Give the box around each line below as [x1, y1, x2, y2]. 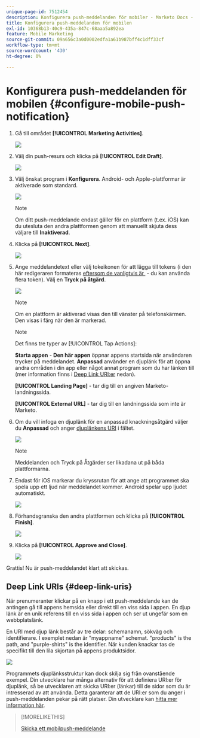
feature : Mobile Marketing [6, 31, 73, 37]
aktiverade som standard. [14, 181, 78, 189]
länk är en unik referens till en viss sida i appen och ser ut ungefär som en [6, 610, 188, 617]
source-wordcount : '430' [6, 48, 68, 54]
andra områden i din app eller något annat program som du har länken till [14, 364, 195, 371]
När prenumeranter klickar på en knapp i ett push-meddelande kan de [6, 597, 179, 605]
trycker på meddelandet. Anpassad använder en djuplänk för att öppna [14, 357, 191, 365]
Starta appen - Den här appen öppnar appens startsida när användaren [14, 351, 192, 359]
